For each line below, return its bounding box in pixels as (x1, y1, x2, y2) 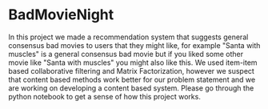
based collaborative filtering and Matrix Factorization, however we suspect (8, 66, 254, 75)
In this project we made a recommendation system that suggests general (8, 32, 249, 42)
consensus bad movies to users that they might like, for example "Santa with (8, 40, 261, 50)
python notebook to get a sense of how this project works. (8, 91, 202, 101)
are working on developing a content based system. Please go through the (8, 83, 254, 93)
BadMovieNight (8, 6, 114, 24)
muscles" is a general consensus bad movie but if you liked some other (8, 49, 244, 59)
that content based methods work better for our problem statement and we (8, 75, 256, 84)
